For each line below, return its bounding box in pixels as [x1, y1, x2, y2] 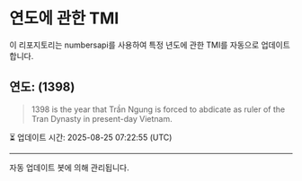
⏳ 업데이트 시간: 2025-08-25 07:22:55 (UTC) [9, 132, 173, 142]
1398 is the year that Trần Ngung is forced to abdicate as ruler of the [31, 104, 286, 115]
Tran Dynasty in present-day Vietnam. [31, 113, 173, 124]
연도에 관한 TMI [9, 8, 120, 29]
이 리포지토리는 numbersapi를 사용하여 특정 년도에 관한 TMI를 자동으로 [9, 39, 260, 50]
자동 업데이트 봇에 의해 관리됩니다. [9, 162, 129, 173]
